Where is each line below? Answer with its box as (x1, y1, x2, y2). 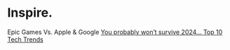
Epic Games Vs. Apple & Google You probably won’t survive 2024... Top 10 (7, 28, 223, 36)
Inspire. (7, 5, 53, 21)
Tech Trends (7, 35, 43, 43)
